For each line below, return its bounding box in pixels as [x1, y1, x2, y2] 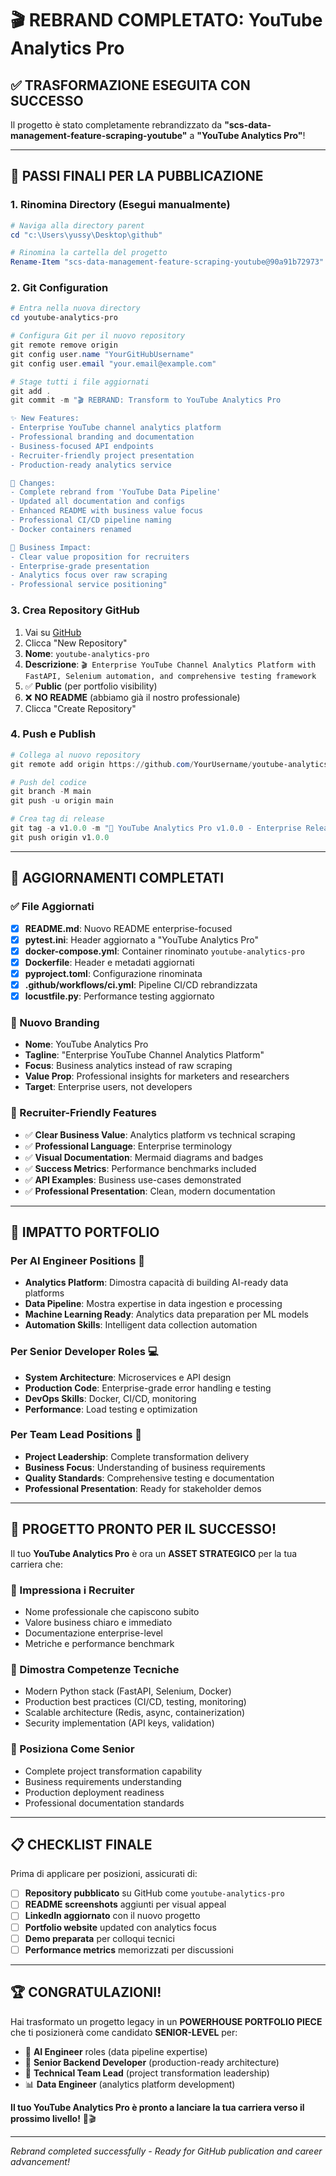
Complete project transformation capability [24, 1765, 203, 1777]
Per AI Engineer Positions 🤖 [10, 1253, 146, 1267]
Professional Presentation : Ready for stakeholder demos [24, 1482, 262, 1494]
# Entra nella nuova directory [10, 303, 141, 314]
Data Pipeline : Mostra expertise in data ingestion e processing [24, 1298, 283, 1310]
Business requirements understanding [24, 1775, 182, 1787]
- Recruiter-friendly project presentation [10, 450, 195, 461]
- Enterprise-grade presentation [10, 561, 150, 571]
